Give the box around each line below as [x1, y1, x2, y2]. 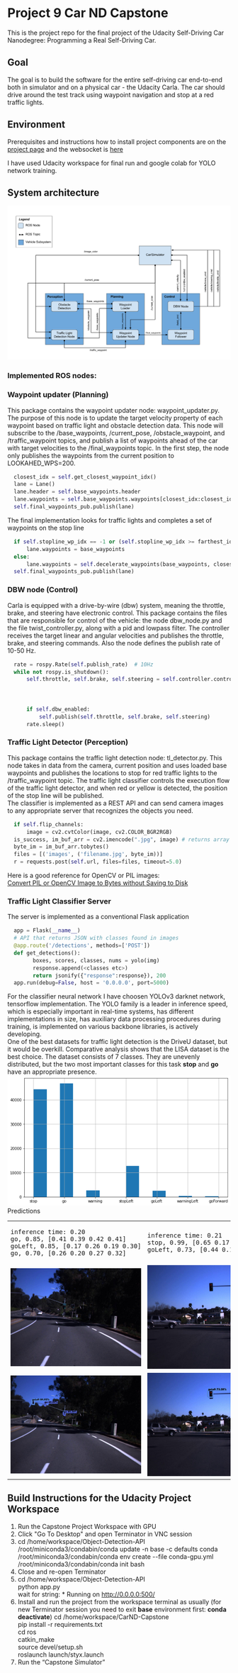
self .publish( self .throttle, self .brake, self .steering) [38, 713, 211, 721]
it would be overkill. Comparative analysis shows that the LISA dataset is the [7, 1045, 230, 1054]
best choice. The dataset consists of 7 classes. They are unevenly [7, 1052, 200, 1061]
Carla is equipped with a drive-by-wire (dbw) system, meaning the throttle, [7, 601, 225, 609]
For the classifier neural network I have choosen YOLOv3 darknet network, [7, 992, 225, 1001]
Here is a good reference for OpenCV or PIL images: [7, 871, 160, 880]
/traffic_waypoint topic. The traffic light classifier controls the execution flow [7, 776, 230, 784]
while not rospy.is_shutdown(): [13, 668, 110, 675]
